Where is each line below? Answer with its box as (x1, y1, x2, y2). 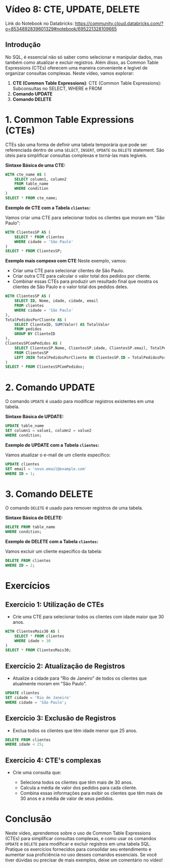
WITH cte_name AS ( (5, 172, 47, 177)
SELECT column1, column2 (14, 177, 67, 182)
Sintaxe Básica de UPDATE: (5, 414, 64, 420)
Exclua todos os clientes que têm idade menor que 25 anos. (12, 727, 138, 733)
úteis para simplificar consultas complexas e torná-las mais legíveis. (5, 152, 148, 158)
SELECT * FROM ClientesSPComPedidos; (5, 364, 85, 370)
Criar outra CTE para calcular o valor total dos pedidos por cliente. (12, 273, 151, 279)
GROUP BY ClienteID (14, 331, 56, 337)
